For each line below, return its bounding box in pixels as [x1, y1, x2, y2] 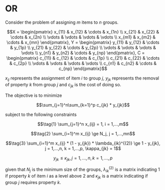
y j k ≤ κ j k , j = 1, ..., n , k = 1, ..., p [53, 155, 113, 162]
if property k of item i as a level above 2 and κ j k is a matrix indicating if [5, 173, 148, 180]
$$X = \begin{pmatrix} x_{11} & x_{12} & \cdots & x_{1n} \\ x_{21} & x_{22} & [6, 29, 160, 35]
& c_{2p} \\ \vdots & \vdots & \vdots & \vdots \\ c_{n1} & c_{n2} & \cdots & [9, 60, 157, 66]
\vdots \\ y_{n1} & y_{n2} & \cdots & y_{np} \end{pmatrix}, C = [21, 50, 145, 56]
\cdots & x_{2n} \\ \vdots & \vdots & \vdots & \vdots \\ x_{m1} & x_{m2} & [10, 34, 156, 40]
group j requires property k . [5, 179, 61, 185]
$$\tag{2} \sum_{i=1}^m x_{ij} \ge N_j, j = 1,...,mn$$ [31, 130, 135, 136]
